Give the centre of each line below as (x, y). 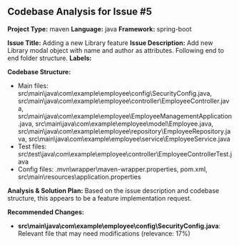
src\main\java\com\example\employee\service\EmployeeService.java (129, 139)
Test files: (32, 146)
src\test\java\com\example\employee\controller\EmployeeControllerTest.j (125, 154)
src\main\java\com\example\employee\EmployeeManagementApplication (125, 116)
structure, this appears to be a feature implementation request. (100, 198)
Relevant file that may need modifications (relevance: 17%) (104, 233)
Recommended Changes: (46, 212)
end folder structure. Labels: (50, 58)
